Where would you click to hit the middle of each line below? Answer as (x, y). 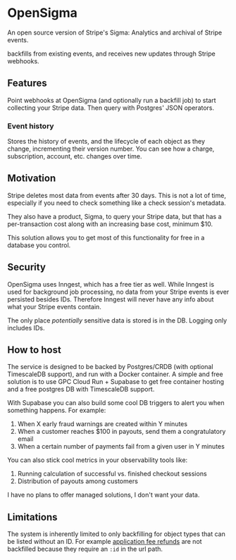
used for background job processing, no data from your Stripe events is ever (118, 292)
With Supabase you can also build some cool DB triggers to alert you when (116, 403)
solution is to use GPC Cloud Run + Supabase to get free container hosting (116, 382)
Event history (31, 126)
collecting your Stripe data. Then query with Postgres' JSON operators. (111, 108)
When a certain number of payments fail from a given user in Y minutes (121, 447)
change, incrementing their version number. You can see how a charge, (111, 149)
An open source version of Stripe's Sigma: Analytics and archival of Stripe (115, 32)
